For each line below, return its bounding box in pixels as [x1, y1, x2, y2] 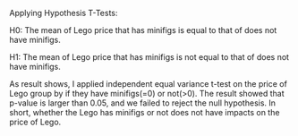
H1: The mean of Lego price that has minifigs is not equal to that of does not [9, 52, 289, 62]
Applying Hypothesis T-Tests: [9, 8, 118, 18]
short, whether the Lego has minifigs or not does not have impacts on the [9, 107, 280, 117]
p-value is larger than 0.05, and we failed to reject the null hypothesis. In [9, 98, 276, 108]
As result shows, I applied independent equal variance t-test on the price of [9, 79, 288, 89]
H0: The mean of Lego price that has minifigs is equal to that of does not [9, 25, 277, 35]
